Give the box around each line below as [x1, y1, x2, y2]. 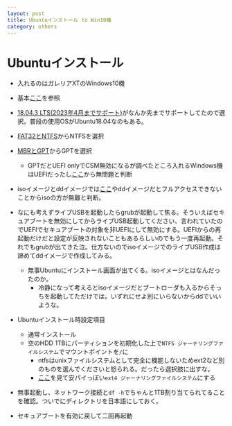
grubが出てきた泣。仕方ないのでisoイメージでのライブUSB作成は [35, 243, 222, 251]
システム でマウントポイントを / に [37, 348, 129, 356]
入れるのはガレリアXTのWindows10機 [17, 79, 125, 87]
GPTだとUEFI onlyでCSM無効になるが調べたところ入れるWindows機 [27, 161, 223, 170]
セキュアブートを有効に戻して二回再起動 [17, 411, 133, 420]
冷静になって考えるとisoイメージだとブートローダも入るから [37, 283, 210, 292]
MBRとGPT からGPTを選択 [17, 147, 92, 155]
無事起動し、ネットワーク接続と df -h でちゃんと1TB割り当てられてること [17, 389, 226, 397]
